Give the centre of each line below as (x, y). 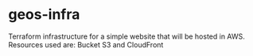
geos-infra (44, 15)
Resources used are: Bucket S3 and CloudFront (86, 44)
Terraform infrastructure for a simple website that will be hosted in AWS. (127, 36)
